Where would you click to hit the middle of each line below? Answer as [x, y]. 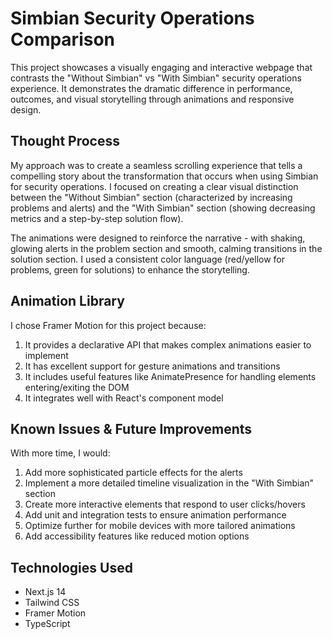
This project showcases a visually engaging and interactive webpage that [161, 67]
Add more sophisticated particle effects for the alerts [133, 473]
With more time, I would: [60, 453]
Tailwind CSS [52, 603]
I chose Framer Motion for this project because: [108, 325]
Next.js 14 [45, 592]
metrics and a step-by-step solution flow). [97, 218]
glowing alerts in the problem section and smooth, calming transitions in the [166, 248]
